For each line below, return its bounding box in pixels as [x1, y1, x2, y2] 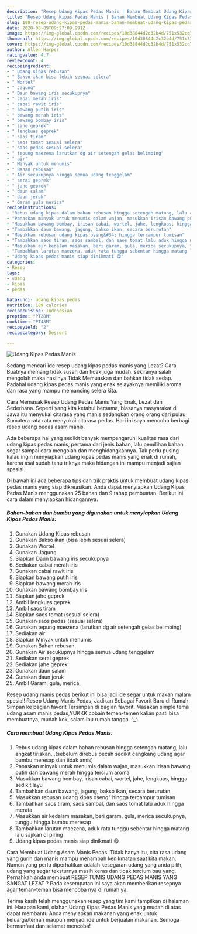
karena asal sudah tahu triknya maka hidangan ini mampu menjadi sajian [6, 459, 181, 466]
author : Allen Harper [6, 47, 60, 53]
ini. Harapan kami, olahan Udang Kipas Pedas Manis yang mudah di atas [6, 904, 181, 911]
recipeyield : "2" [6, 324, 49, 330]
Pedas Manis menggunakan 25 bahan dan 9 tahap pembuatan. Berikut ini [6, 490, 184, 497]
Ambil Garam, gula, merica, [15, 680, 81, 687]
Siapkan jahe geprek [15, 592, 65, 599]
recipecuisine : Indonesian [6, 308, 72, 314]
